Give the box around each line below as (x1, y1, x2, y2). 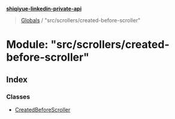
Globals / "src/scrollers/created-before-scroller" (20, 17, 141, 23)
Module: (6, 38, 49, 52)
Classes (6, 93, 31, 101)
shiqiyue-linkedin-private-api (6, 5, 82, 12)
